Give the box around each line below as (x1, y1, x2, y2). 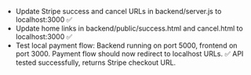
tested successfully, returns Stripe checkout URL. (15, 58, 176, 67)
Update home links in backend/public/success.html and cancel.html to (15, 23, 243, 33)
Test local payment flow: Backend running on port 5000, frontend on (15, 41, 238, 50)
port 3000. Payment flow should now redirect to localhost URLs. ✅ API (15, 49, 244, 58)
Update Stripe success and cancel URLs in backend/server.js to (15, 7, 222, 16)
